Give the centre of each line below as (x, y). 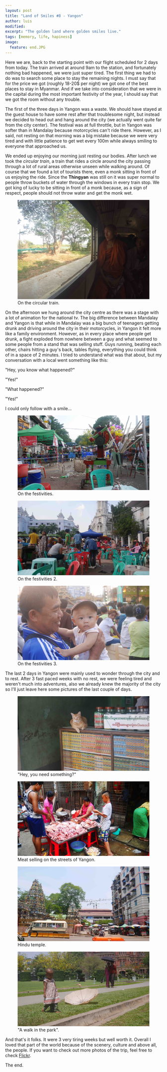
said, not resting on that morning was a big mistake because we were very (81, 135)
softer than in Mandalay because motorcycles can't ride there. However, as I (83, 130)
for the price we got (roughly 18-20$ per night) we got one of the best (77, 83)
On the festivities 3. (38, 664)
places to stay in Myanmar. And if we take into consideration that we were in (83, 89)
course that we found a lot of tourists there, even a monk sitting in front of (81, 172)
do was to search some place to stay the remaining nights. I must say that (81, 78)
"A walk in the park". (39, 1030)
